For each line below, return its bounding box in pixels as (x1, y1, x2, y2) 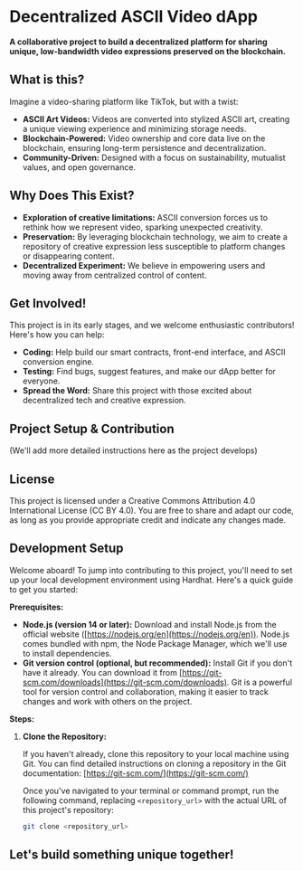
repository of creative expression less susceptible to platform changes (22, 241, 286, 251)
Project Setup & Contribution (9, 421, 175, 436)
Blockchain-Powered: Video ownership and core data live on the (22, 133, 266, 144)
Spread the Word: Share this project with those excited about (22, 385, 252, 396)
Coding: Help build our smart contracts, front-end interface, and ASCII (22, 346, 287, 358)
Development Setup (9, 541, 124, 556)
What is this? (9, 72, 85, 88)
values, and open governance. (22, 161, 137, 173)
